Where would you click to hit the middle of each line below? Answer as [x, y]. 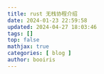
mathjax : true [28, 47]
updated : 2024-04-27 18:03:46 [52, 27]
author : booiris [31, 60]
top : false [24, 40]
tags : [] [20, 33]
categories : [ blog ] [40, 54]
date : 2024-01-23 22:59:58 [47, 20]
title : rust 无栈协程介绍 [43, 14]
